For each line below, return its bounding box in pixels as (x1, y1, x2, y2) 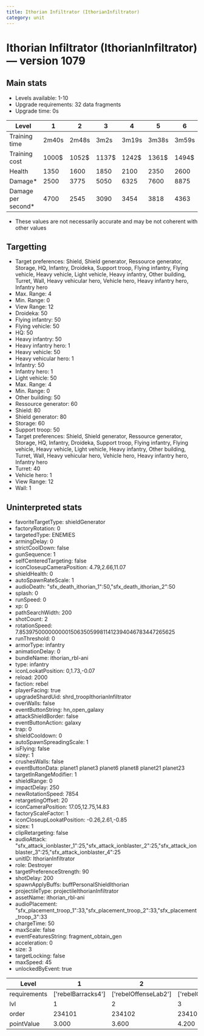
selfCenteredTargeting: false (15, 557, 87, 564)
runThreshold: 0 (15, 635, 56, 642)
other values (15, 224, 47, 232)
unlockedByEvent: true (15, 965, 72, 973)
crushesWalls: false (15, 758, 64, 765)
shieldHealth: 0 (15, 570, 53, 578)
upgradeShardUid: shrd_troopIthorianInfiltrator (15, 693, 132, 701)
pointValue (9, 1020, 40, 1028)
